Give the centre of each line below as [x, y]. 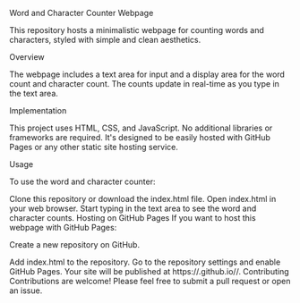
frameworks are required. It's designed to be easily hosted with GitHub [140, 137]
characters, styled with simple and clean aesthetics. [105, 40]
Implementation [38, 110]
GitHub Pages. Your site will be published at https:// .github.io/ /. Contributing [149, 271]
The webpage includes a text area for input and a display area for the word [147, 74]
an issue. [26, 290]
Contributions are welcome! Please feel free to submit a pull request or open [150, 281]
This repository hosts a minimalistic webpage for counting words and [137, 30]
